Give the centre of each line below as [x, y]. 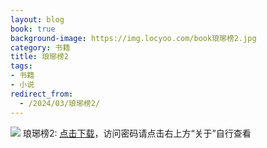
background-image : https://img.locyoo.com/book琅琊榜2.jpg [133, 38]
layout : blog [37, 19]
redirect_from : [42, 94]
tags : [21, 66]
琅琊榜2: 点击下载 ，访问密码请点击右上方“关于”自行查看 [137, 133]
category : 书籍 [40, 47]
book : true [33, 29]
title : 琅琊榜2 [39, 57]
